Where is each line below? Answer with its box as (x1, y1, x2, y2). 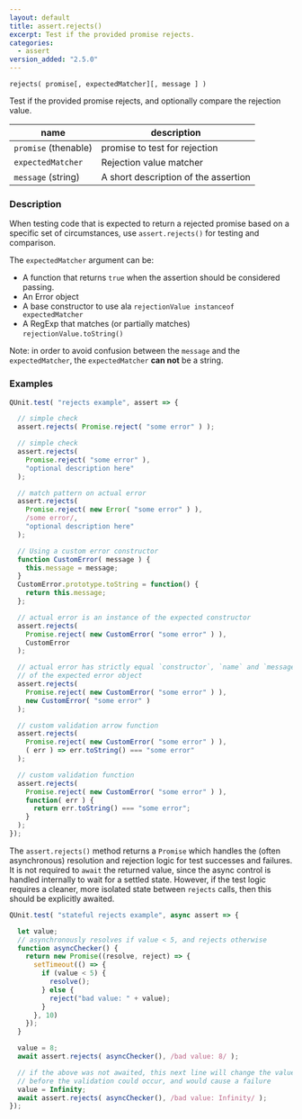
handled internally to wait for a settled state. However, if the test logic (9, 874, 267, 885)
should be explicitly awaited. (9, 893, 115, 904)
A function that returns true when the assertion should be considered (22, 272, 280, 284)
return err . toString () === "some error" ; (32, 804, 191, 813)
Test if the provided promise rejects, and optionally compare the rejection (9, 95, 281, 106)
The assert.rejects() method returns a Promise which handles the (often (9, 845, 281, 856)
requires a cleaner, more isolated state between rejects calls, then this (9, 883, 272, 894)
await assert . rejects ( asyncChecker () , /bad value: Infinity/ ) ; (17, 1093, 268, 1103)
